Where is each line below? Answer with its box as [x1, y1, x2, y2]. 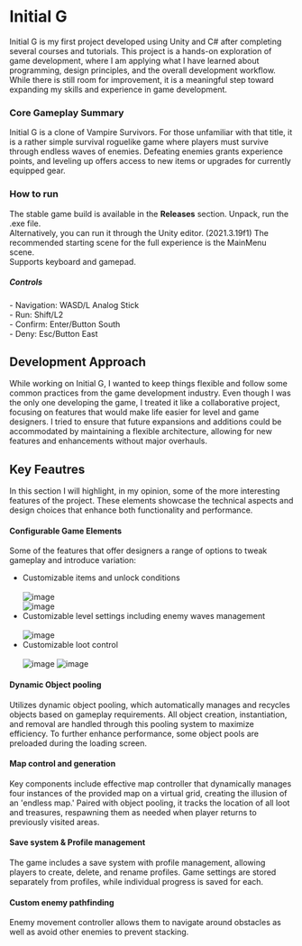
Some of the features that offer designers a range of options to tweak [9, 545, 268, 556]
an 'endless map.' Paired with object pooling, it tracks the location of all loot [9, 797, 290, 808]
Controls [9, 277, 43, 287]
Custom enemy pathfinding [9, 896, 114, 907]
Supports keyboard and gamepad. [9, 256, 137, 267]
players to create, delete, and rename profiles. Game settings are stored [9, 867, 277, 878]
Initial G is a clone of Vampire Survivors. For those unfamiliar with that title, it [9, 127, 293, 138]
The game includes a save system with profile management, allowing [9, 857, 266, 868]
